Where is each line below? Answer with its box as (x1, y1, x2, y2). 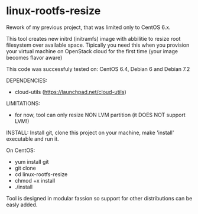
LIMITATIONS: (6, 99, 40, 107)
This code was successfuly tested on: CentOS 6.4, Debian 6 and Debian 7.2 (6, 65, 190, 72)
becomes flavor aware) (6, 54, 63, 61)
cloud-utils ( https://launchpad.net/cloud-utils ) (14, 88, 127, 95)
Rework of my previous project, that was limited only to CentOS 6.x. (6, 24, 171, 31)
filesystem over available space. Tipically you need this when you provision (6, 41, 190, 48)
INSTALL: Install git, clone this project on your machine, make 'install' (6, 129, 174, 136)
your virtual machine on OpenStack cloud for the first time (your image (6, 47, 178, 54)
